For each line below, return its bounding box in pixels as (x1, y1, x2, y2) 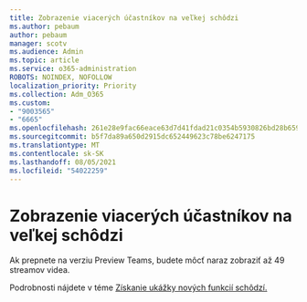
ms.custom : (9, 98, 51, 108)
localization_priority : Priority (9, 81, 137, 90)
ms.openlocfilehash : (9, 124, 89, 133)
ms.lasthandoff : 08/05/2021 (9, 157, 117, 167)
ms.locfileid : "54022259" (9, 166, 108, 175)
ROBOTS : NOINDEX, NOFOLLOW (9, 73, 112, 82)
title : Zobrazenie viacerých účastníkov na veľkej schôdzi (9, 13, 239, 23)
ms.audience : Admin (9, 47, 84, 57)
